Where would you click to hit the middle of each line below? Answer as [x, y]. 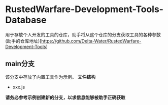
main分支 [20, 64]
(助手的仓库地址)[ [23, 41]
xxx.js [19, 87]
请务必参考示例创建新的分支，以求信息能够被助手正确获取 [65, 97]
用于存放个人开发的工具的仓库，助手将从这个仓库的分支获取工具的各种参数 [83, 34]
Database [26, 20]
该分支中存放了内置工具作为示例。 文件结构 [50, 77]
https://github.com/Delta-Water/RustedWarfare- [91, 41]
